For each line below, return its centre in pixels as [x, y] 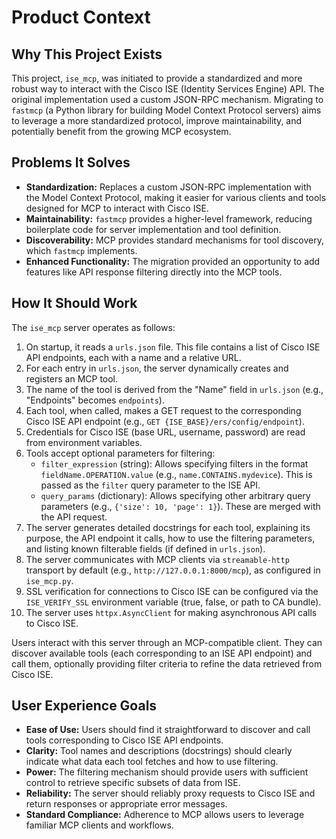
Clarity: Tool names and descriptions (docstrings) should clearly [159, 751]
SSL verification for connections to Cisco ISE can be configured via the [172, 591]
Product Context [81, 17]
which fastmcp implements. [81, 250]
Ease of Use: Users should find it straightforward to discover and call [168, 730]
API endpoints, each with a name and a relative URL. [133, 357]
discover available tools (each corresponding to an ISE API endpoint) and [162, 653]
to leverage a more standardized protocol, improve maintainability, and [157, 120]
